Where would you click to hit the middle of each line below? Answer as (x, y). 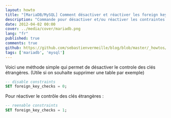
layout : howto (20, 10)
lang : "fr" (17, 34)
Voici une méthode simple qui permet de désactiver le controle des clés (80, 67)
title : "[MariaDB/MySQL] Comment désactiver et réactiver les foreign (82, 15)
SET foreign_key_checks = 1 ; (36, 110)
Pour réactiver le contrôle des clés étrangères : (54, 96)
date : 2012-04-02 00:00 (31, 24)
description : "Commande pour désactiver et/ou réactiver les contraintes (85, 19)
